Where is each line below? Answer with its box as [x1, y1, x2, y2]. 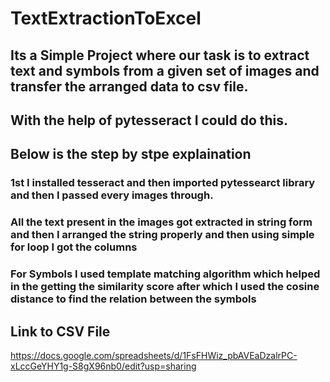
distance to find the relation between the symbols [10, 292, 257, 306]
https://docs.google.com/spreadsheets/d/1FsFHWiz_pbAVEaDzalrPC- [10, 349, 298, 361]
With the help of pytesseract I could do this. [10, 112, 289, 129]
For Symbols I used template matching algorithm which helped [10, 267, 321, 281]
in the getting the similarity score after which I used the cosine [10, 280, 320, 294]
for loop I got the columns [10, 240, 138, 254]
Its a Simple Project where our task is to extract [10, 47, 310, 64]
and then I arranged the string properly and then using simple [10, 228, 315, 242]
